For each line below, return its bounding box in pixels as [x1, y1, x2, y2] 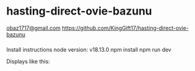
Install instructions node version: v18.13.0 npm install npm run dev [6, 46, 172, 53]
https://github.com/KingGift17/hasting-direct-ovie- [62, 24, 189, 32]
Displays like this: [6, 58, 50, 65]
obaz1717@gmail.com [6, 24, 61, 32]
